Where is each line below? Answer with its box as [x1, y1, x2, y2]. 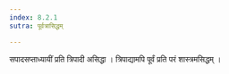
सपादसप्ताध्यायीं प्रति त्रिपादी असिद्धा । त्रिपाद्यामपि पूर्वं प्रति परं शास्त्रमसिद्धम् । [9, 53, 222, 64]
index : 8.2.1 [9, 12, 58, 22]
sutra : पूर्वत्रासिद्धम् [9, 21, 64, 30]
